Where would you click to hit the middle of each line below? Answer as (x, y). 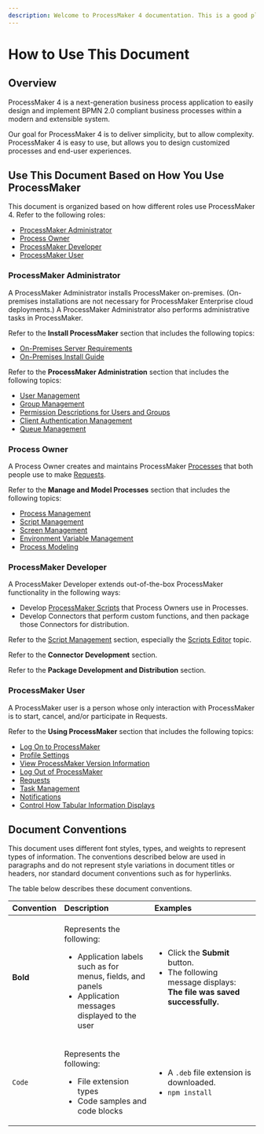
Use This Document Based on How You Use (116, 176)
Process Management (55, 514)
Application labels (110, 957)
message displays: (202, 982)
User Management (49, 395)
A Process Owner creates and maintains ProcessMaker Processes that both (131, 466)
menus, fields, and (111, 977)
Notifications (40, 796)
